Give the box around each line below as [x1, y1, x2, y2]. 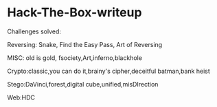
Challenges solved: [7, 27, 62, 35]
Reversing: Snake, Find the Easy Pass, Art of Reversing [7, 40, 163, 48]
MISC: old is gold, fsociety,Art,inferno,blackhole [7, 53, 143, 62]
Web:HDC [7, 93, 36, 102]
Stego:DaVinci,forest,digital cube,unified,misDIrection [7, 80, 159, 88]
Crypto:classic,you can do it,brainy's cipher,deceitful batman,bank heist [7, 67, 211, 75]
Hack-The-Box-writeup [7, 5, 142, 20]
